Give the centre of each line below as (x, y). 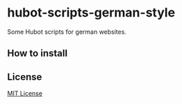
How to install (38, 53)
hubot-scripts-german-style (91, 13)
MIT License (25, 94)
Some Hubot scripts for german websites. (67, 32)
